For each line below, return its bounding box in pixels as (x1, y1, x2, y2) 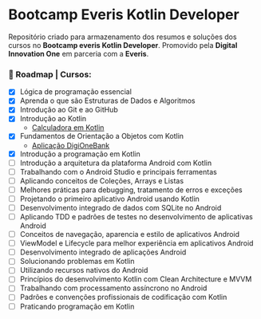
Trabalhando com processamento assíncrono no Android (19, 283, 208, 293)
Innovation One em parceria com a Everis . (8, 49, 149, 58)
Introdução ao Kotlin (19, 114, 87, 124)
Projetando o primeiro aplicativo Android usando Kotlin (19, 194, 200, 203)
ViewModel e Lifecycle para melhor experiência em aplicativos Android (19, 238, 254, 248)
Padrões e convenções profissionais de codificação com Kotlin (19, 293, 227, 302)
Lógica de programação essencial (19, 87, 132, 96)
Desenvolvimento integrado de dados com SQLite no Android (19, 203, 222, 212)
